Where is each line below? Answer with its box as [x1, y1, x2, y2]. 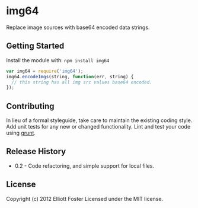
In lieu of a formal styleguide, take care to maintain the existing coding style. [6, 117, 193, 124]
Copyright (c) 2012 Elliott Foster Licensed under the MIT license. [6, 195, 164, 202]
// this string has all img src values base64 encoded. [11, 79, 152, 85]
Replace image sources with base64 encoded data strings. [6, 24, 150, 31]
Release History [6, 146, 66, 156]
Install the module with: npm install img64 [6, 56, 110, 63]
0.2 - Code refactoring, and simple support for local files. [14, 162, 154, 169]
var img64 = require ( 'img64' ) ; [6, 68, 84, 74]
